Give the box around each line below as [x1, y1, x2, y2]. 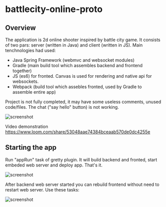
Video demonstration [5, 124, 48, 129]
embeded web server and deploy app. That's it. [5, 162, 103, 168]
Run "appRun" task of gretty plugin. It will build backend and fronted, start [5, 156, 158, 162]
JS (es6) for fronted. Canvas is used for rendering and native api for [12, 73, 152, 79]
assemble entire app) [12, 89, 56, 95]
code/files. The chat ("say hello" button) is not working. [5, 104, 119, 110]
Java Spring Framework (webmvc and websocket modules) [12, 57, 135, 63]
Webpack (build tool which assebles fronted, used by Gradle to [12, 84, 142, 90]
